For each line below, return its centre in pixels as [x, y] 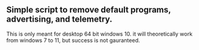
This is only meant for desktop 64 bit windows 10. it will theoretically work [99, 34]
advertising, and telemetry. [59, 20]
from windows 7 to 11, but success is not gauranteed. [73, 40]
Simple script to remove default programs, [89, 10]
